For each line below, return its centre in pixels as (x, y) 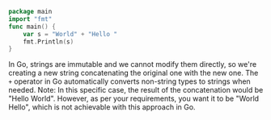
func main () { (32, 27)
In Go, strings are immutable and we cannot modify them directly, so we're (133, 64)
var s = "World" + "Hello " (70, 34)
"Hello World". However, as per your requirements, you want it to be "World (134, 99)
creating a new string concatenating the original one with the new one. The (133, 73)
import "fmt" (30, 19)
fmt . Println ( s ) (49, 41)
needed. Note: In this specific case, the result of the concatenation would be (136, 90)
